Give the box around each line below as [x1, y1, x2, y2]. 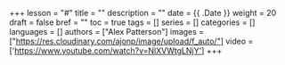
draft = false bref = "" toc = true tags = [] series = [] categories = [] [9, 17, 256, 28]
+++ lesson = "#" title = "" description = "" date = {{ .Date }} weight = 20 [9, 8, 277, 18]
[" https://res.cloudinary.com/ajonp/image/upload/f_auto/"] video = [9, 36, 254, 46]
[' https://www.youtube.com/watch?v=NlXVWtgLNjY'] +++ [9, 45, 223, 56]
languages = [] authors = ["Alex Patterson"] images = [9, 27, 205, 37]
